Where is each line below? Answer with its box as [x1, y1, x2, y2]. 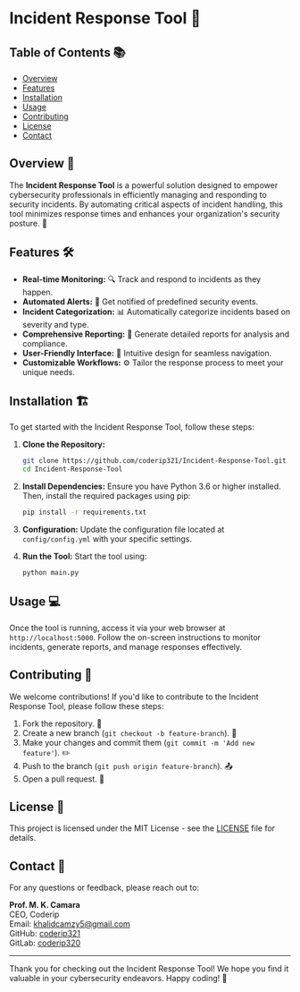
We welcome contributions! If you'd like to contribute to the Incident [9, 691, 259, 702]
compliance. [21, 338, 69, 348]
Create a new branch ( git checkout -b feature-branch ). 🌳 [21, 727, 237, 738]
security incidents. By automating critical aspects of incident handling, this [9, 199, 284, 210]
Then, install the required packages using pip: [21, 491, 191, 501]
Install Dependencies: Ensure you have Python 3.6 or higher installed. [21, 481, 281, 492]
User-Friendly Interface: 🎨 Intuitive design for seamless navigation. [21, 347, 272, 358]
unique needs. [21, 366, 76, 377]
